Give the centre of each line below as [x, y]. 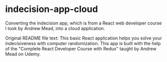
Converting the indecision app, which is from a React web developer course [83, 23]
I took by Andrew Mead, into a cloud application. [55, 28]
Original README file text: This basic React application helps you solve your [83, 38]
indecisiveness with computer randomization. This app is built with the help [83, 43]
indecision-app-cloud [52, 9]
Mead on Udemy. [23, 54]
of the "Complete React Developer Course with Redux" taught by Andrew [81, 48]
